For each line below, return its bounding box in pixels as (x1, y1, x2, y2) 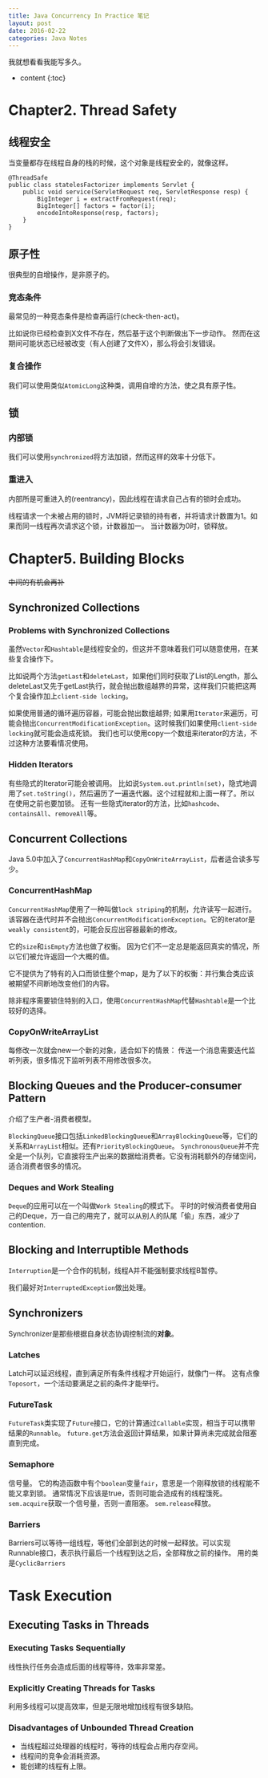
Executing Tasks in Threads (8, 1618, 150, 1632)
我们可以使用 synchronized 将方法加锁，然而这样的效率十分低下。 (8, 452, 220, 462)
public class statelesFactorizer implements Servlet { (8, 181, 195, 189)
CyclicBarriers (15, 1559, 66, 1568)
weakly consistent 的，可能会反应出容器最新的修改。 (8, 924, 182, 934)
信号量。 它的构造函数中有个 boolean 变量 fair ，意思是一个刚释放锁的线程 (8, 1478, 246, 1487)
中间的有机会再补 (8, 577, 65, 587)
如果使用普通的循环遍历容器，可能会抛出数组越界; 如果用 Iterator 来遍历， (8, 708, 252, 718)
